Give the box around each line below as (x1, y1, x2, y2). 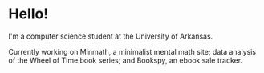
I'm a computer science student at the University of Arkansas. (8, 31, 213, 41)
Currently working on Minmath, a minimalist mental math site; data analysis (8, 47, 257, 56)
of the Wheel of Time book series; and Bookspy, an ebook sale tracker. (8, 55, 243, 65)
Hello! (8, 5, 49, 23)
